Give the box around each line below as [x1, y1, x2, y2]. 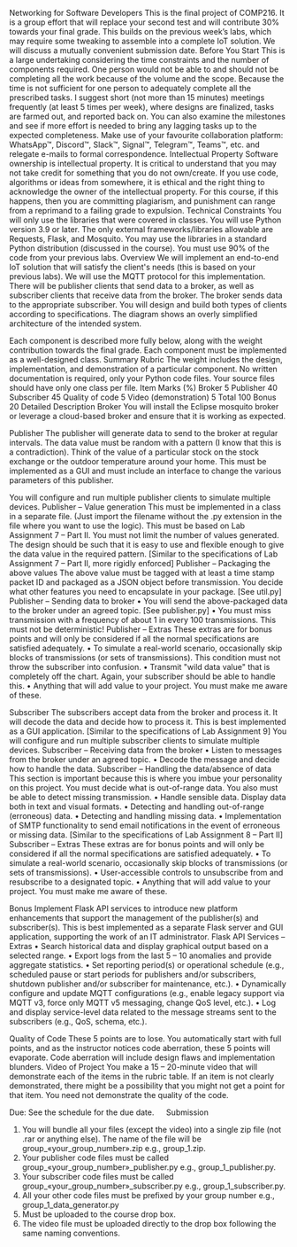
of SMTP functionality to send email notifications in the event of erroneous [9, 820, 281, 830]
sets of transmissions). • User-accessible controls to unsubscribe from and [9, 868, 284, 877]
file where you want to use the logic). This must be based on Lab [9, 520, 246, 531]
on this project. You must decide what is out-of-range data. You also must [9, 783, 278, 792]
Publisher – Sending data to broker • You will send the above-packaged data [9, 596, 288, 606]
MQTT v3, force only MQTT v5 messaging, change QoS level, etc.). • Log [9, 997, 277, 1008]
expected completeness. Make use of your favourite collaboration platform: [9, 130, 284, 140]
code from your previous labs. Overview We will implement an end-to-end [9, 253, 279, 262]
